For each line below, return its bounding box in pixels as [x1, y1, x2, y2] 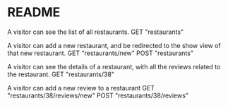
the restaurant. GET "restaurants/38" [7, 70, 115, 78]
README [7, 4, 61, 20]
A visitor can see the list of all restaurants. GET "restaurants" [7, 28, 184, 36]
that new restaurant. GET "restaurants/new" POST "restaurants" [7, 49, 194, 57]
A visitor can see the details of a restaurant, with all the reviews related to [7, 62, 221, 71]
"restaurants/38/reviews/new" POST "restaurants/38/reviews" [7, 91, 189, 100]
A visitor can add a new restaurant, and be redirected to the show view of [7, 41, 221, 49]
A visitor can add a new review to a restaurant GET [7, 83, 155, 92]
